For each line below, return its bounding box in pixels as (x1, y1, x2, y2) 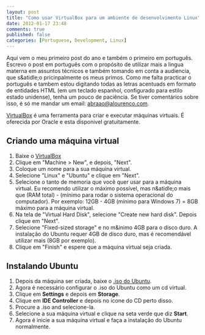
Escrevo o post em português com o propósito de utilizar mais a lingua (6, 61, 184, 68)
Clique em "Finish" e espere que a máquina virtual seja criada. (15, 243, 172, 250)
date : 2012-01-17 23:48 (6, 20, 67, 26)
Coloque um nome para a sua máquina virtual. (15, 165, 131, 172)
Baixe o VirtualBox (15, 152, 62, 159)
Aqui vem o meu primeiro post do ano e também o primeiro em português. (6, 55, 193, 61)
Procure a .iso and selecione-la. (15, 303, 96, 311)
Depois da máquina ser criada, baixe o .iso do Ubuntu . (15, 277, 152, 285)
